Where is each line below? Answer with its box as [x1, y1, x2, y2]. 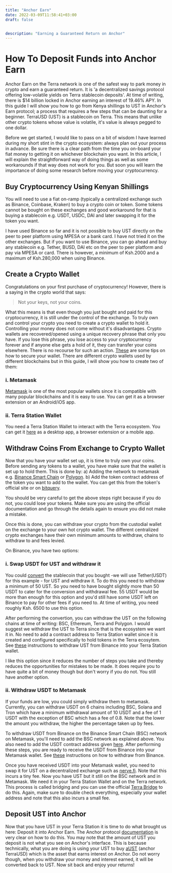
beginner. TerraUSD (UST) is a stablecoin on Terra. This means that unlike [5, 114, 162, 120]
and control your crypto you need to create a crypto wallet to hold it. [5, 320, 150, 326]
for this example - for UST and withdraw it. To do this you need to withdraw [5, 577, 165, 584]
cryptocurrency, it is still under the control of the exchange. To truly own [5, 314, 158, 320]
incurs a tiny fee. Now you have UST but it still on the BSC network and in [5, 773, 161, 779]
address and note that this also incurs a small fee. [5, 795, 110, 801]
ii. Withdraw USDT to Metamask [5, 687, 86, 694]
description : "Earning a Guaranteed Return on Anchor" [5, 31, 125, 36]
